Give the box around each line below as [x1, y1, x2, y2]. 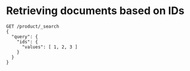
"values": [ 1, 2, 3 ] [21, 44, 78, 50]
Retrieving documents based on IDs [6, 4, 185, 18]
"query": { [11, 33, 38, 39]
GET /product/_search [6, 23, 60, 29]
